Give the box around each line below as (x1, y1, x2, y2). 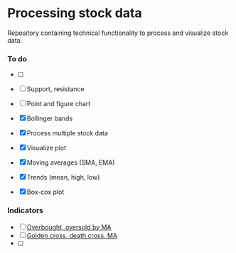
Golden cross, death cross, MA (26, 231, 118, 239)
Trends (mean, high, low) (26, 173, 100, 182)
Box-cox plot (26, 187, 65, 197)
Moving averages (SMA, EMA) (26, 158, 115, 167)
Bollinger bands (26, 114, 73, 123)
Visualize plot (26, 144, 66, 153)
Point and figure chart (26, 100, 91, 108)
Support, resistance (26, 85, 85, 93)
